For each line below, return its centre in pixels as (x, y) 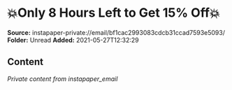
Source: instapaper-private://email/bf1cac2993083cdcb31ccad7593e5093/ (116, 32)
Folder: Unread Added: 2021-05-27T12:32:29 (73, 40)
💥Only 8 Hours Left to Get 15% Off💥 (114, 13)
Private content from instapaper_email (63, 79)
